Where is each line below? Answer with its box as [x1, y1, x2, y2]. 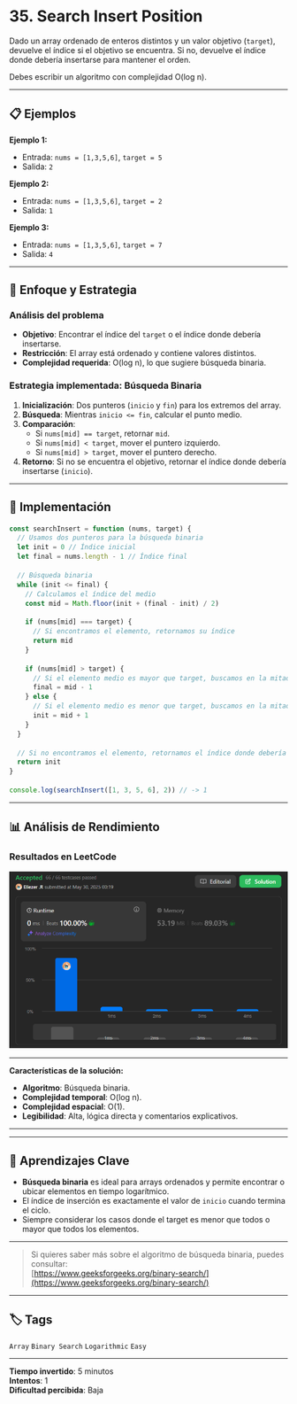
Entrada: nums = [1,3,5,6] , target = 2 [21, 195, 163, 206]
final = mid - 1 [32, 683, 93, 692]
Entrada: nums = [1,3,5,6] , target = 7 [21, 239, 163, 250]
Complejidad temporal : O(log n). [21, 1092, 142, 1103]
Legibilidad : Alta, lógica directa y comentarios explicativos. [21, 1111, 239, 1121]
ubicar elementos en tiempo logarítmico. [21, 1186, 170, 1197]
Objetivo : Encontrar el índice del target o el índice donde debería [21, 330, 262, 340]
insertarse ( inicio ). [21, 465, 93, 476]
